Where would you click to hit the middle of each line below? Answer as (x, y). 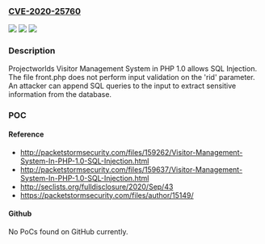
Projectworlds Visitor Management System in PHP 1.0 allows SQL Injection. (132, 68)
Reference (26, 134)
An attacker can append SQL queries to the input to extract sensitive (122, 86)
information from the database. (60, 94)
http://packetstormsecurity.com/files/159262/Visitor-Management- (131, 152)
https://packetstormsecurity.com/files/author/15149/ (107, 195)
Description (32, 51)
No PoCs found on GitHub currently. (68, 231)
